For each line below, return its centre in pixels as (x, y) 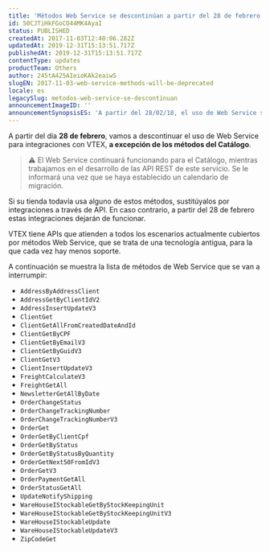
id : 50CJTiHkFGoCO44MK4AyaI (55, 23)
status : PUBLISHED (39, 31)
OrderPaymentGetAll (53, 479)
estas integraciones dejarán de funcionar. (77, 218)
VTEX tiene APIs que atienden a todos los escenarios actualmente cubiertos (134, 234)
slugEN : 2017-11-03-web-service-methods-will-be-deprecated (111, 83)
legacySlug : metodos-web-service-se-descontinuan (93, 98)
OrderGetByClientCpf (54, 437)
